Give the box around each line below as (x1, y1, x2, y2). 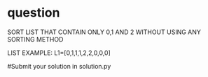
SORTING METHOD (7, 35, 64, 43)
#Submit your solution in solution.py (7, 62, 111, 70)
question (7, 5, 60, 21)
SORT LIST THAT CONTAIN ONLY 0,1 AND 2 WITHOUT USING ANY (7, 28, 202, 36)
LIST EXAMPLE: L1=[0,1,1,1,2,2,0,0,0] (7, 49, 111, 57)
